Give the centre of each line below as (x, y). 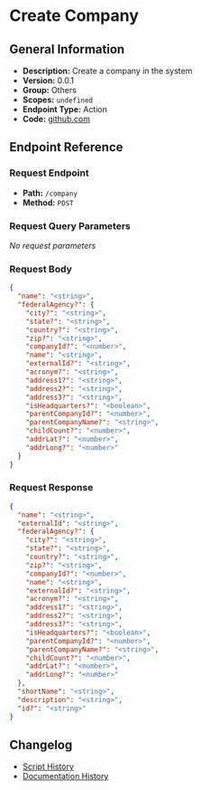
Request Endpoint (49, 173)
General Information (67, 49)
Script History (48, 766)
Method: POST (48, 202)
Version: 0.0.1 (48, 81)
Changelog (41, 744)
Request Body (41, 269)
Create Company (74, 16)
